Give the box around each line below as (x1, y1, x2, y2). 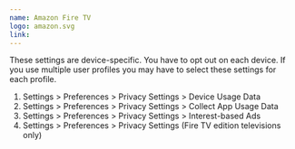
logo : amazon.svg (9, 22, 75, 31)
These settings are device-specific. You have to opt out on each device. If (9, 55, 286, 66)
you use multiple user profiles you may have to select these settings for (9, 64, 277, 75)
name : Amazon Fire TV (9, 13, 92, 23)
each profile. (9, 74, 57, 85)
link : (9, 30, 30, 39)
